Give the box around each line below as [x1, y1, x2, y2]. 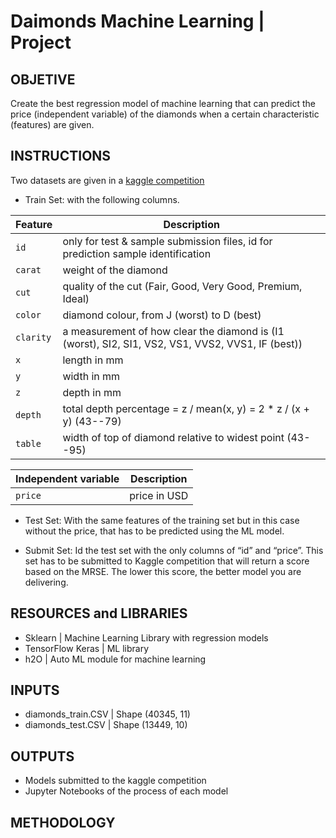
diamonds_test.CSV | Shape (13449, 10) [24, 719, 188, 731]
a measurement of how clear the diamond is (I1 [62, 324, 285, 338]
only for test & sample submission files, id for [62, 234, 273, 248]
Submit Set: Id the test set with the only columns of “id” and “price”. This [24, 544, 324, 556]
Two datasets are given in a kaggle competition [10, 174, 205, 186]
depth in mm [62, 385, 122, 399]
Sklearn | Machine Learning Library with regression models [24, 631, 269, 644]
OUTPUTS [10, 748, 75, 765]
